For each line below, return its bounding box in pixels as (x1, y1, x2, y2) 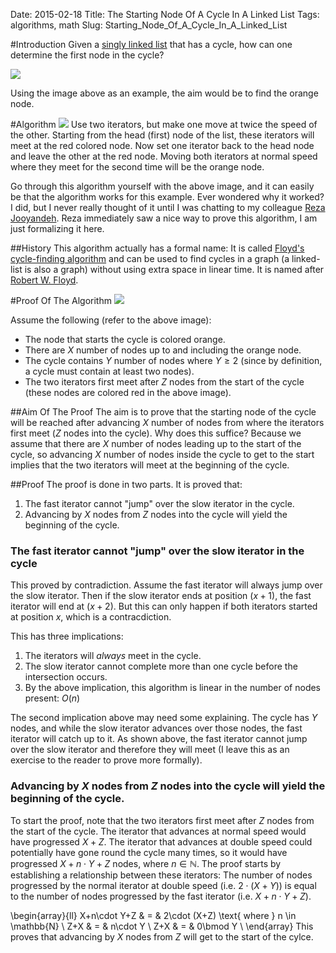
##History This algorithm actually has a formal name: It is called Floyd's (10, 242, 305, 254)
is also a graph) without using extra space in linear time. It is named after (24, 264, 325, 275)
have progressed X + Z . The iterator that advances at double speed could (10, 835, 313, 848)
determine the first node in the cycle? (10, 49, 165, 61)
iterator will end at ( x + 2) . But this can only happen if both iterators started (10, 600, 318, 613)
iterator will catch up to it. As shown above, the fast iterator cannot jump (10, 733, 308, 745)
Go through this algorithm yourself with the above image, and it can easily (10, 180, 315, 192)
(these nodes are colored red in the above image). (24, 387, 232, 398)
